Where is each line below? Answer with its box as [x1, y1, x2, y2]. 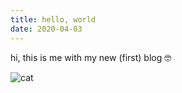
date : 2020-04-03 [10, 24, 83, 34]
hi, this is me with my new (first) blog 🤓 [10, 51, 172, 63]
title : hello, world [10, 14, 97, 25]
